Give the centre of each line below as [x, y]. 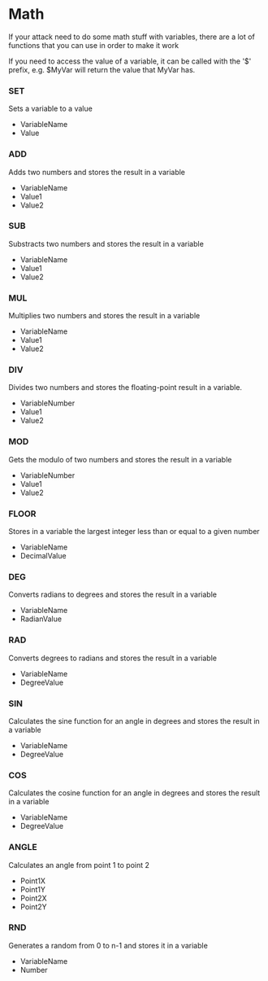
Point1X [33, 881]
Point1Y [33, 889]
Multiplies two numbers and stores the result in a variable [104, 316]
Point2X [33, 898]
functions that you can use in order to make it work [94, 45]
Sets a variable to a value [51, 109]
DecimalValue [43, 556]
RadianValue [41, 619]
